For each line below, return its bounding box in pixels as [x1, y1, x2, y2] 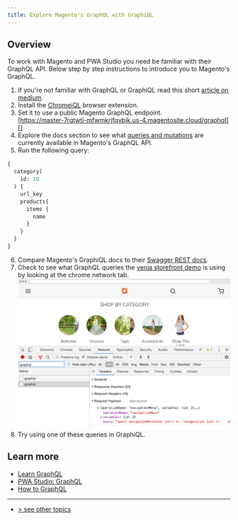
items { [25, 205, 50, 212]
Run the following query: [17, 146, 90, 155]
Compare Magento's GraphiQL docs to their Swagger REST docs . [17, 255, 209, 264]
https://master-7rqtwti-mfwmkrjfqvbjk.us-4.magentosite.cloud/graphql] [20, 116, 229, 125]
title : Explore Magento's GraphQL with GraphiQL [7, 11, 154, 18]
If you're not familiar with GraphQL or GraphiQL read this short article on [17, 86, 229, 95]
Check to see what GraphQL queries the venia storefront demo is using [17, 262, 225, 272]
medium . [17, 93, 44, 102]
